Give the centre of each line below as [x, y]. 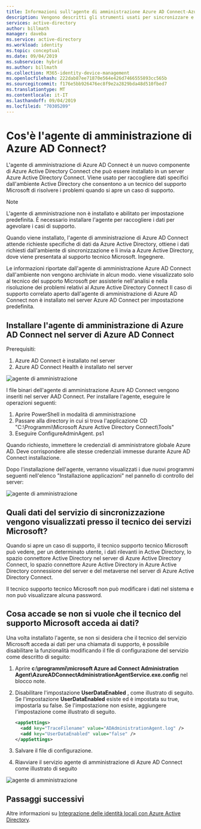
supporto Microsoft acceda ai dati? [73, 623]
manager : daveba [26, 34]
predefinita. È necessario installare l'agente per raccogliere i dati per [91, 220]
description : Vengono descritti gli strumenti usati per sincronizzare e [100, 17]
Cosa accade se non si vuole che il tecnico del [94, 614]
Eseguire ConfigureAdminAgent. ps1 [60, 433]
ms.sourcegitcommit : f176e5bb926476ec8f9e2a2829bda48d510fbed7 [87, 84]
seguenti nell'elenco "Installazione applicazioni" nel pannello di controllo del [100, 476]
